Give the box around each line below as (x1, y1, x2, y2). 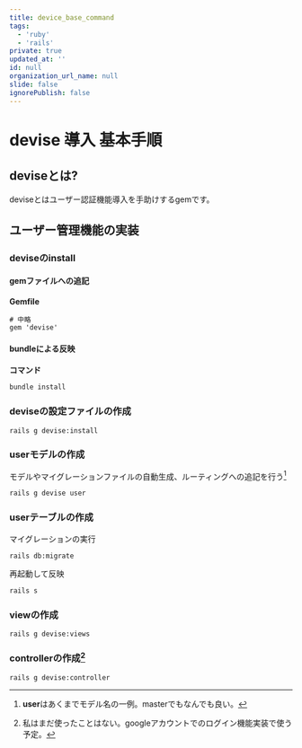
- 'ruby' (17, 30, 50, 39)
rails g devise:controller (9, 673, 111, 682)
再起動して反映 (9, 568, 65, 579)
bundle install (9, 383, 67, 392)
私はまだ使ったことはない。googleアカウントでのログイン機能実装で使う (22, 717, 293, 728)
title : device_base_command (9, 13, 115, 22)
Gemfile (9, 296, 40, 307)
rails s (9, 585, 39, 595)
